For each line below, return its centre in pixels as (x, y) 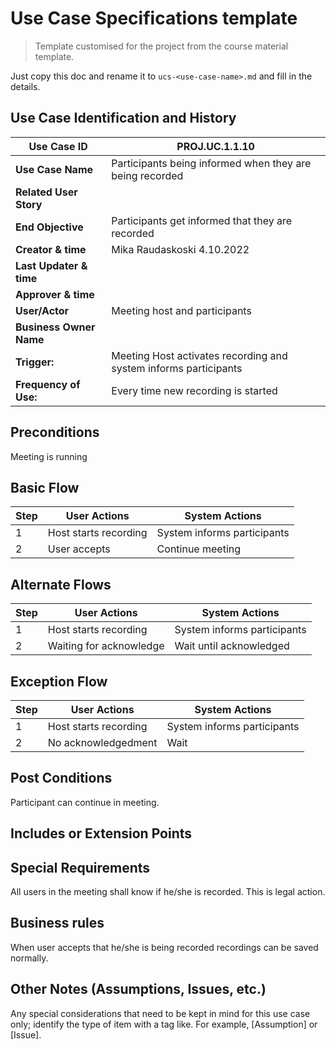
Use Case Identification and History (123, 118)
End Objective (49, 227)
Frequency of (48, 384)
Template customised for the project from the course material (161, 46)
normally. (29, 958)
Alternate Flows (61, 584)
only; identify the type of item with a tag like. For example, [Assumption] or (164, 1024)
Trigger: (35, 362)
